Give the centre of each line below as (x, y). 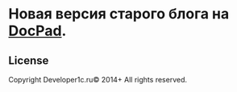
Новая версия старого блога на (119, 14)
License (29, 60)
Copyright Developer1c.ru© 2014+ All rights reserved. (98, 80)
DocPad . (37, 31)
